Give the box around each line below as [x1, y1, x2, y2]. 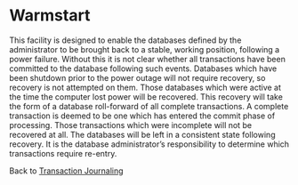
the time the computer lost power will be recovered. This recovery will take [9, 91, 283, 102]
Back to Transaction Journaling [9, 165, 124, 176]
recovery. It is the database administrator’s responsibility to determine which [9, 139, 290, 149]
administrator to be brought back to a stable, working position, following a [9, 44, 280, 54]
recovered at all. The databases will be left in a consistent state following [9, 129, 276, 140]
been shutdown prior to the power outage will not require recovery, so [9, 72, 266, 83]
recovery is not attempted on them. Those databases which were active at [9, 82, 282, 92]
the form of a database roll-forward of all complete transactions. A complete [9, 101, 289, 111]
